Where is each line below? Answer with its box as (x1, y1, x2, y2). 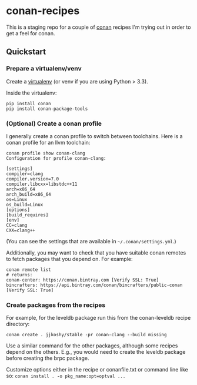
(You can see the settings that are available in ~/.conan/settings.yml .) (6, 237, 176, 245)
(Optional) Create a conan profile (6, 119, 102, 128)
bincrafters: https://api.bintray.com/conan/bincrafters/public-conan (6, 282, 183, 288)
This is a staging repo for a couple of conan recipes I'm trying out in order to (6, 24, 191, 31)
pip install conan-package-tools (6, 106, 88, 112)
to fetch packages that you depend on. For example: (6, 255, 133, 262)
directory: (6, 320, 30, 327)
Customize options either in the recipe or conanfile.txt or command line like (6, 366, 188, 373)
